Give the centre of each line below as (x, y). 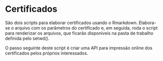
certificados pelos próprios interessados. (47, 53)
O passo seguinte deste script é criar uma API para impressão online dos (79, 48)
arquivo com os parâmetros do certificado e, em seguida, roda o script (86, 28)
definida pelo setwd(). (27, 38)
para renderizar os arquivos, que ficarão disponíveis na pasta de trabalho (79, 33)
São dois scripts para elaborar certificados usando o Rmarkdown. (71, 23)
